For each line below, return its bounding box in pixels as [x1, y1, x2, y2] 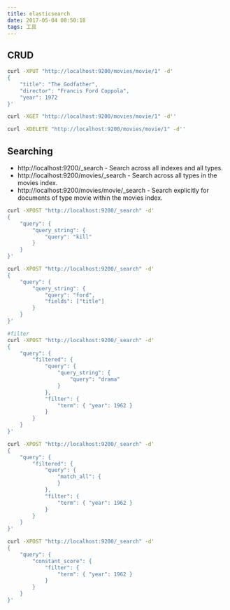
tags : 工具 [7, 23, 37, 30]
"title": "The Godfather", [20, 81, 99, 88]
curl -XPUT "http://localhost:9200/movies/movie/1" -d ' [7, 68, 173, 75]
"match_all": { [57, 473, 101, 480]
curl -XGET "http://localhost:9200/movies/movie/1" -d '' [7, 113, 177, 120]
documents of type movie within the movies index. [17, 194, 163, 202]
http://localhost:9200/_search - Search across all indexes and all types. [17, 164, 224, 172]
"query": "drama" [69, 376, 120, 383]
